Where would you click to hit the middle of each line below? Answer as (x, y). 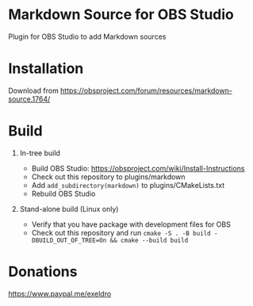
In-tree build (40, 153)
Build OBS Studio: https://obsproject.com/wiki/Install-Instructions (138, 168)
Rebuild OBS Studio (63, 193)
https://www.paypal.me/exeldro (60, 293)
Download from (34, 90)
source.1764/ (29, 99)
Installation (46, 69)
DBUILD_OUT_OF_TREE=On (69, 240)
